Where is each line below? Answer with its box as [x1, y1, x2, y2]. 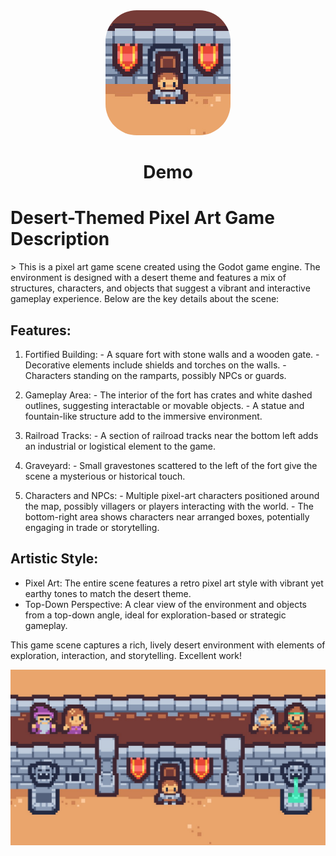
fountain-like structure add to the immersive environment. [24, 410, 263, 422]
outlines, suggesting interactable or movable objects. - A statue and [24, 399, 305, 411]
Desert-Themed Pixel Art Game [10, 207, 275, 229]
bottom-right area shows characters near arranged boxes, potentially [24, 510, 310, 523]
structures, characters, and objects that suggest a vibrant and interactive [10, 282, 311, 294]
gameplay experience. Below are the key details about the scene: [10, 293, 280, 305]
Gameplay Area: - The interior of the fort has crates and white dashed [24, 389, 313, 401]
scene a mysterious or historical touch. [24, 470, 186, 482]
